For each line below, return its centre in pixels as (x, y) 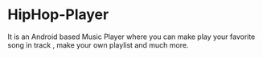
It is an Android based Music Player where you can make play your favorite (131, 37)
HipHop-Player (58, 15)
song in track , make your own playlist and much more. (98, 44)
